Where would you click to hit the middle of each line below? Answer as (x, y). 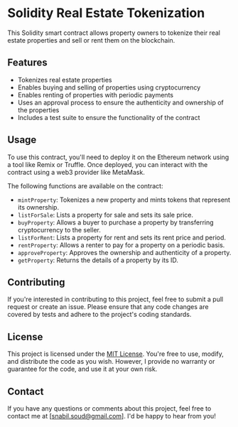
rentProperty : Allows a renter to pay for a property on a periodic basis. (121, 245)
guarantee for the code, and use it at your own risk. (82, 369)
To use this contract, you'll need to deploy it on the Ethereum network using (118, 157)
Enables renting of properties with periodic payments (96, 94)
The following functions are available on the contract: (85, 185)
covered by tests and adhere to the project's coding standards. (99, 315)
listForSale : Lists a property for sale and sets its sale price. (106, 215)
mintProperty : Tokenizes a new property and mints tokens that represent (124, 200)
